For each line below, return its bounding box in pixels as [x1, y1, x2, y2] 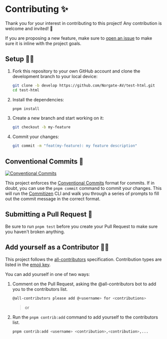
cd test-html [12, 87, 40, 92]
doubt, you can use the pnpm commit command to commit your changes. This [5, 185, 162, 191]
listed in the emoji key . [5, 261, 51, 267]
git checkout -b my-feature [12, 125, 71, 130]
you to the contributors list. [12, 286, 68, 292]
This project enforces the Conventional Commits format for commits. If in [5, 180, 155, 186]
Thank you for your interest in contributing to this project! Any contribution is [5, 20, 162, 26]
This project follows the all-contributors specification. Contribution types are [5, 256, 162, 262]
